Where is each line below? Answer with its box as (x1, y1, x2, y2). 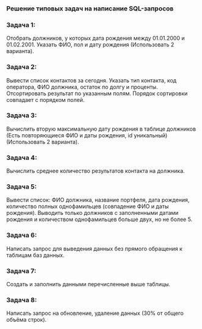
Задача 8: (6, 295, 37, 304)
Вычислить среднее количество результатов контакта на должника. (6, 167, 185, 175)
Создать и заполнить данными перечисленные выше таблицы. (6, 281, 171, 287)
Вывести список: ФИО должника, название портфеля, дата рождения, (6, 197, 190, 204)
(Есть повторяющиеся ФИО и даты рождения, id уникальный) (6, 131, 168, 139)
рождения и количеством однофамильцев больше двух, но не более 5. (6, 215, 193, 223)
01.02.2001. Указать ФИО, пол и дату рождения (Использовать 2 (6, 41, 175, 48)
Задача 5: (6, 183, 37, 191)
